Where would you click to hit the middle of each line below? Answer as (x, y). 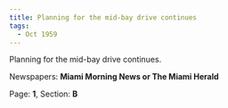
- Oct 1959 (37, 34)
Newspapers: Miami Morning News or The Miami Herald (114, 77)
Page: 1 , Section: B (44, 94)
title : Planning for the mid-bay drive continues (103, 17)
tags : (19, 26)
